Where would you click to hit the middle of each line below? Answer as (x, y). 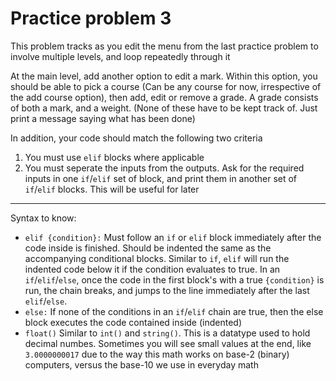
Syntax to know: (43, 218)
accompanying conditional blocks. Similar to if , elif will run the (157, 258)
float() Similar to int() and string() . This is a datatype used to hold (167, 333)
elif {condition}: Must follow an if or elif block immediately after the (173, 237)
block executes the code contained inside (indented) (133, 322)
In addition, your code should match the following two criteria (136, 138)
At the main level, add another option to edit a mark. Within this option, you (164, 76)
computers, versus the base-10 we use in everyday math (141, 364)
